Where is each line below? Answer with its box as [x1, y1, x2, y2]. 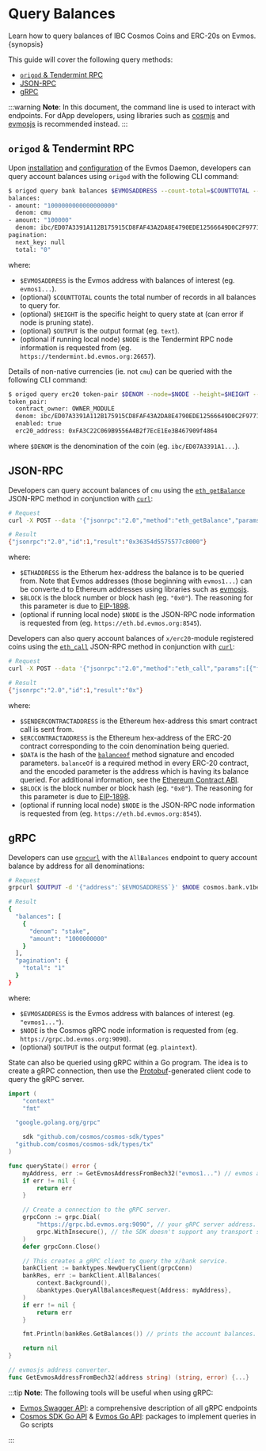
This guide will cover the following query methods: [8, 55, 173, 64]
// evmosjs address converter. [8, 1366, 112, 1374]
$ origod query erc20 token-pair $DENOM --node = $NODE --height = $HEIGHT [8, 390, 249, 398]
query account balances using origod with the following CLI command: [8, 171, 239, 181]
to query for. [19, 300, 61, 310]
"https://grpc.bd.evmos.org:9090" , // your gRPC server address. [36, 1221, 257, 1228]
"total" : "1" [22, 964, 66, 973]
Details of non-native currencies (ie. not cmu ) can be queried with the [8, 366, 233, 376]
